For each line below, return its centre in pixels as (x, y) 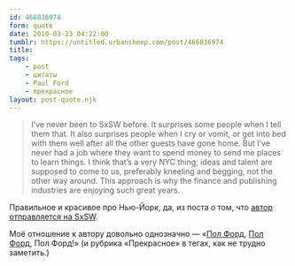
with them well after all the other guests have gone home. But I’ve (150, 143)
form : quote (31, 26)
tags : (19, 58)
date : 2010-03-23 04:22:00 (59, 34)
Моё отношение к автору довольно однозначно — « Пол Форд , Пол (136, 234)
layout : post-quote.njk (53, 99)
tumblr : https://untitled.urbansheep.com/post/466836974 (116, 42)
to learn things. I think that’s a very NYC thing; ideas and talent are (151, 162)
